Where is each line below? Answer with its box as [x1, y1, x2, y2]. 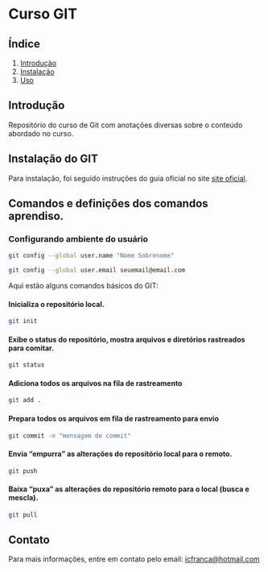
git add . [8, 396, 42, 404]
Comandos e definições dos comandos [8, 197, 208, 210]
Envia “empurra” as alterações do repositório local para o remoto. [8, 449, 233, 458]
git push [8, 466, 38, 475]
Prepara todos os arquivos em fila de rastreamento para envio [8, 413, 219, 423]
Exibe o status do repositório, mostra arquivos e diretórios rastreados [8, 334, 245, 344]
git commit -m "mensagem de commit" [8, 432, 131, 440]
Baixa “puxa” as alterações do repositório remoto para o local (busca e [8, 484, 249, 494]
